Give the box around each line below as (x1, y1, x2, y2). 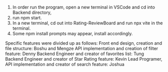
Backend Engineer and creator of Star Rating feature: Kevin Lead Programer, (5, 56, 162, 62)
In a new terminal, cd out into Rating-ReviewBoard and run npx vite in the (12, 20, 163, 26)
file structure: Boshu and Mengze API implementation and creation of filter (5, 46, 158, 51)
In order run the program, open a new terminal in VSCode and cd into (12, 4, 155, 10)
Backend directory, (12, 9, 51, 15)
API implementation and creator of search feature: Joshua (5, 62, 125, 67)
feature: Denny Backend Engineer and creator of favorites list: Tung (5, 51, 144, 57)
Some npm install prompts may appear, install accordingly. (12, 31, 133, 36)
